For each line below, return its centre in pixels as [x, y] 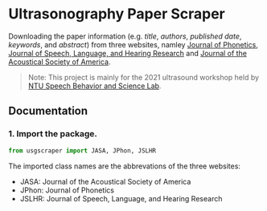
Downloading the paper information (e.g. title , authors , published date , [125, 36]
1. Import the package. [53, 134]
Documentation [48, 111]
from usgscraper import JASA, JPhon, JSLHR [82, 150]
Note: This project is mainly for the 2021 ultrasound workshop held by [144, 77]
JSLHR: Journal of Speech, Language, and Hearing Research [121, 198]
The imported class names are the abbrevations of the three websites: [125, 166]
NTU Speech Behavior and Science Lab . [94, 86]
